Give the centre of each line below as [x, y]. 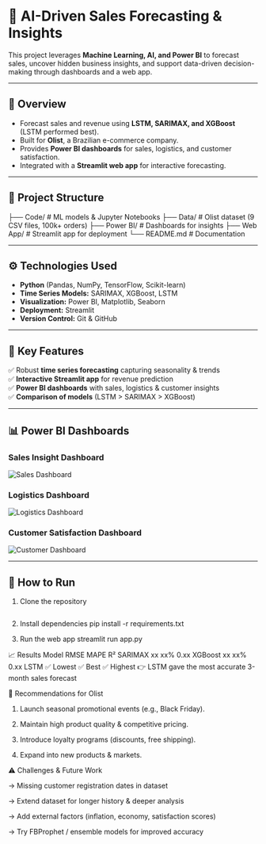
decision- [239, 63]
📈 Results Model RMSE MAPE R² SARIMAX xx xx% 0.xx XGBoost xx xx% [127, 655]
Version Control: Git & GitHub [68, 319]
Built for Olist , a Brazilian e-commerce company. [99, 140]
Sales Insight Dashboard [56, 457]
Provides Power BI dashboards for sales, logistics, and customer [125, 148]
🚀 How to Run [42, 582]
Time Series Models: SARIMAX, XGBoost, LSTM [99, 293]
